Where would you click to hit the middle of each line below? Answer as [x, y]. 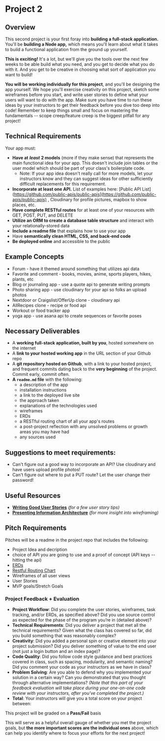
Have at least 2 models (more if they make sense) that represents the [83, 157]
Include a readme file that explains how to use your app [69, 231]
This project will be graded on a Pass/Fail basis [53, 713]
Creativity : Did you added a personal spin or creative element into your [84, 641]
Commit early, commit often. [41, 374]
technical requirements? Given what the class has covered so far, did [82, 630]
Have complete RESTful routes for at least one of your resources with [83, 210]
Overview [20, 27]
